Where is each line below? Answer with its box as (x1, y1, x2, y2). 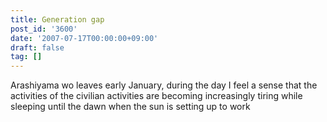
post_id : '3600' (10, 24, 78, 34)
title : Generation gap (10, 14, 105, 25)
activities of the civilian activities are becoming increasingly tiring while (10, 90, 303, 102)
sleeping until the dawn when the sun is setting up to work (10, 101, 251, 113)
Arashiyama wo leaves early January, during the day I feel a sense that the (10, 79, 318, 91)
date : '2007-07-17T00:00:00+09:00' (10, 33, 159, 43)
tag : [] (10, 52, 43, 62)
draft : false (10, 42, 65, 53)
